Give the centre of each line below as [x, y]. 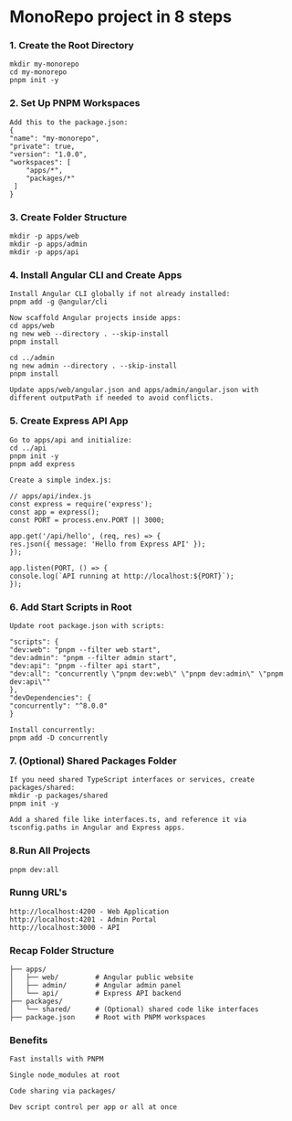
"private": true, [42, 146]
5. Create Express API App [69, 421]
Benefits [29, 1041]
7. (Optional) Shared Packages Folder [93, 761]
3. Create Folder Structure [68, 217]
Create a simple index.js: [61, 480]
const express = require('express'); [81, 504]
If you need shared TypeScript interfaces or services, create [132, 780]
